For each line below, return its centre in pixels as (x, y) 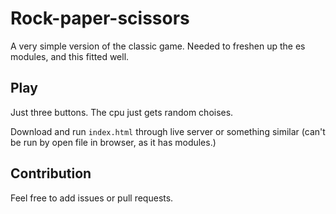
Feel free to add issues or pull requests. (92, 198)
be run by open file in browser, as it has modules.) (113, 142)
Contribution (51, 173)
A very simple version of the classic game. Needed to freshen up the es (158, 46)
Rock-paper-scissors (100, 18)
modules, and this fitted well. (70, 56)
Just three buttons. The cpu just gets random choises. (122, 112)
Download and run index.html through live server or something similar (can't (168, 131)
